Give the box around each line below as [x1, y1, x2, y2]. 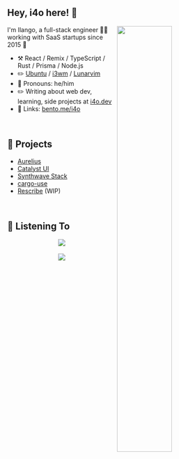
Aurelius [17, 156, 42, 165]
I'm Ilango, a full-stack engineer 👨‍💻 [7, 25, 108, 34]
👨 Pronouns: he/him [17, 79, 75, 87]
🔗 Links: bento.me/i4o [17, 104, 81, 112]
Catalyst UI [17, 164, 49, 173]
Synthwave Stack [17, 172, 68, 180]
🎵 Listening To [7, 221, 70, 233]
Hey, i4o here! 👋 [7, 7, 78, 19]
